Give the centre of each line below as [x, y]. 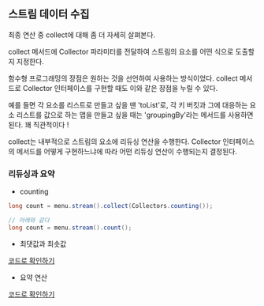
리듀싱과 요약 [32, 174]
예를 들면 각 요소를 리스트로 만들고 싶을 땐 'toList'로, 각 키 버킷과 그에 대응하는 [128, 104]
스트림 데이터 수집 [49, 14]
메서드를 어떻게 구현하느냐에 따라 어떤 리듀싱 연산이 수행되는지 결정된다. [127, 151]
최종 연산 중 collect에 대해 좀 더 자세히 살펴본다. [82, 35]
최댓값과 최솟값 [43, 244]
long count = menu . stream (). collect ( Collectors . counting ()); [111, 206]
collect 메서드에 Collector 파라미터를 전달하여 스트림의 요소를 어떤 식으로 [121, 51]
